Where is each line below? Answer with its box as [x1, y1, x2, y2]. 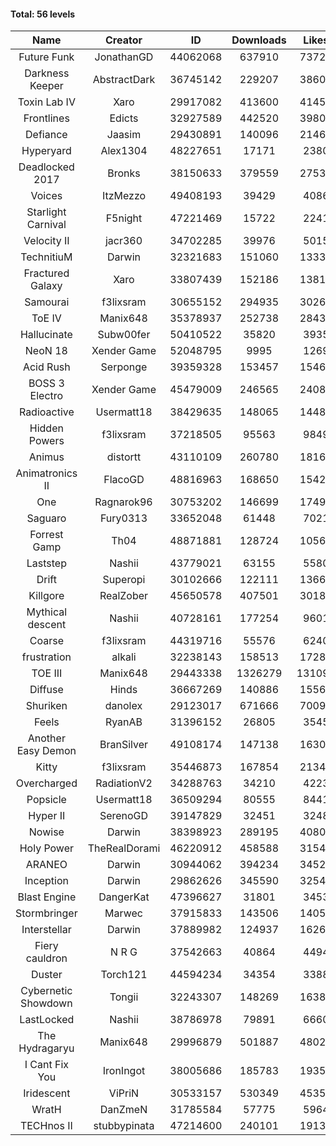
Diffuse [29, 683, 64, 697]
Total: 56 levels [10, 8, 76, 20]
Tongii [109, 990, 139, 1004]
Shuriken [25, 699, 68, 713]
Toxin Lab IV [17, 95, 76, 109]
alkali [111, 650, 137, 664]
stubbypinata [93, 1119, 155, 1133]
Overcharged [15, 776, 78, 790]
